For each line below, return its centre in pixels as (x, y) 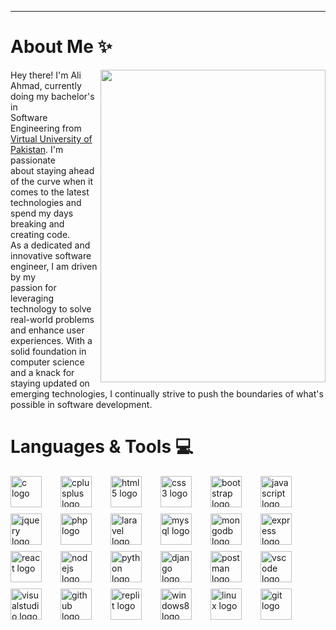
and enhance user (47, 330)
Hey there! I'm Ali (46, 75)
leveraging (32, 298)
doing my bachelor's (52, 96)
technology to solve (51, 308)
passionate (33, 160)
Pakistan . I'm (37, 149)
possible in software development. (81, 404)
